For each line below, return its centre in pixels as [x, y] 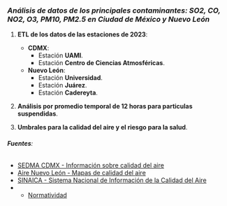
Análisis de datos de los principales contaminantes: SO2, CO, [114, 11]
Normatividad [47, 195]
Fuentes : [20, 143]
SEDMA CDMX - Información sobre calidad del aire [90, 165]
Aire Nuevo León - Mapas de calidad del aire [82, 172]
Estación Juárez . [63, 85]
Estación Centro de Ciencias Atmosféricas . [102, 63]
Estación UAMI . [61, 55]
